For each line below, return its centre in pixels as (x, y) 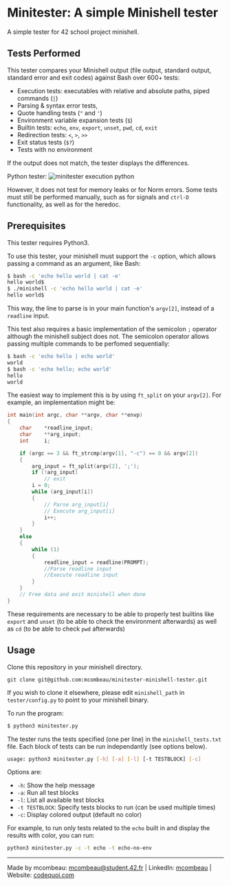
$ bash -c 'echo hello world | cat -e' (64, 276)
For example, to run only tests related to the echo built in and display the (109, 828)
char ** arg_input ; (50, 435)
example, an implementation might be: (61, 402)
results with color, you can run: (51, 836)
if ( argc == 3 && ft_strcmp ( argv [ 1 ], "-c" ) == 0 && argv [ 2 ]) (109, 453)
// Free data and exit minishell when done (83, 595)
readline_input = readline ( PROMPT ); (96, 562)
